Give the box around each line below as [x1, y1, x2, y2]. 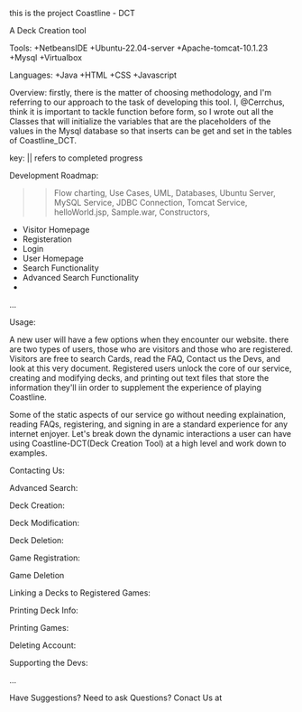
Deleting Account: [9, 640, 77, 651]
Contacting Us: [9, 465, 66, 476]
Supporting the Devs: [9, 658, 88, 668]
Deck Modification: [9, 518, 80, 528]
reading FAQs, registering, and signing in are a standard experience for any [9, 419, 288, 430]
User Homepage [22, 253, 84, 264]
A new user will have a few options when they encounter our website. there [9, 334, 289, 345]
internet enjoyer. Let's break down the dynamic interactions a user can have [9, 429, 292, 439]
